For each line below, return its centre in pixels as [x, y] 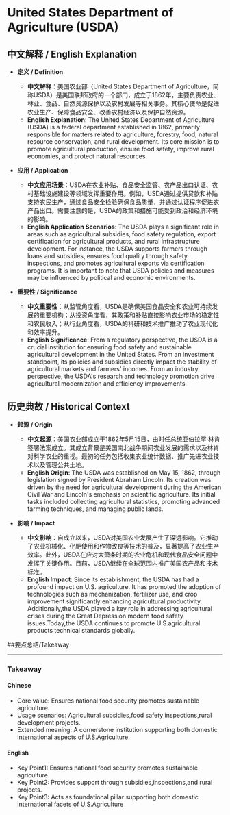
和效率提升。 [45, 332]
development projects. [49, 722]
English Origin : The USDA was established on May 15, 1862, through [124, 472]
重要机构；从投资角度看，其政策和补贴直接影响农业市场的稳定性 [129, 315]
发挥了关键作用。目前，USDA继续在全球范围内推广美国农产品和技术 [123, 563]
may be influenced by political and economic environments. [111, 278]
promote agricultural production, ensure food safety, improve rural [120, 149]
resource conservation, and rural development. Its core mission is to [123, 141]
